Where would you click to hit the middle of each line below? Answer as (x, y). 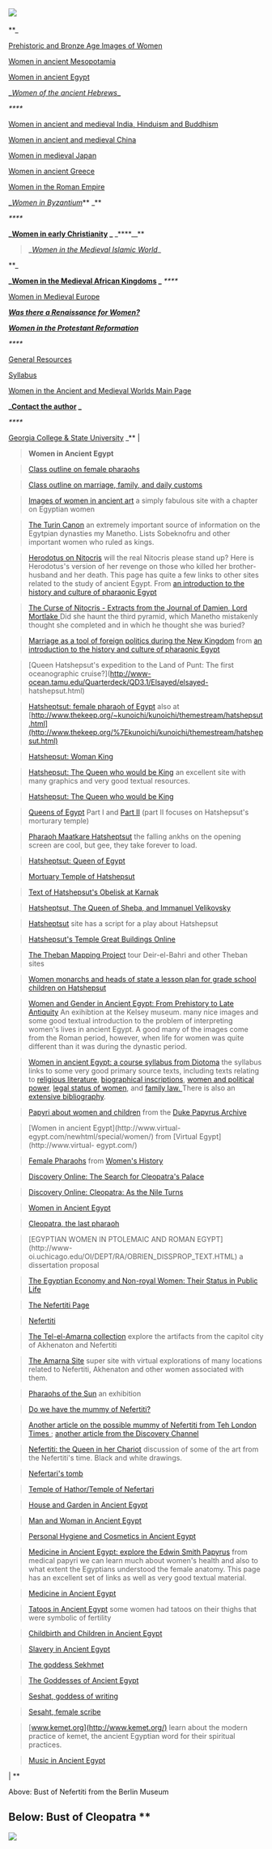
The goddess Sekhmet (66, 1664)
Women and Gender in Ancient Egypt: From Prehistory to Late (131, 1003)
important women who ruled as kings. (91, 542)
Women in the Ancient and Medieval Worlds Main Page (100, 390)
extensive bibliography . (67, 1096)
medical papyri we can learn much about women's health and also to (143, 1560)
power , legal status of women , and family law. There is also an (132, 1088)
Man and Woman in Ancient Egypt (85, 1520)
